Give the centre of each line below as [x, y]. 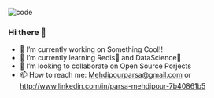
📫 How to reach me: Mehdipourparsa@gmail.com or [105, 75]
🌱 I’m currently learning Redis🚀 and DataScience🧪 [100, 58]
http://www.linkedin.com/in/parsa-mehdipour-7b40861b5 [113, 86]
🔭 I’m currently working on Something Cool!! [91, 49]
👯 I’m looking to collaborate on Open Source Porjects [105, 66]
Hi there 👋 [28, 32]
